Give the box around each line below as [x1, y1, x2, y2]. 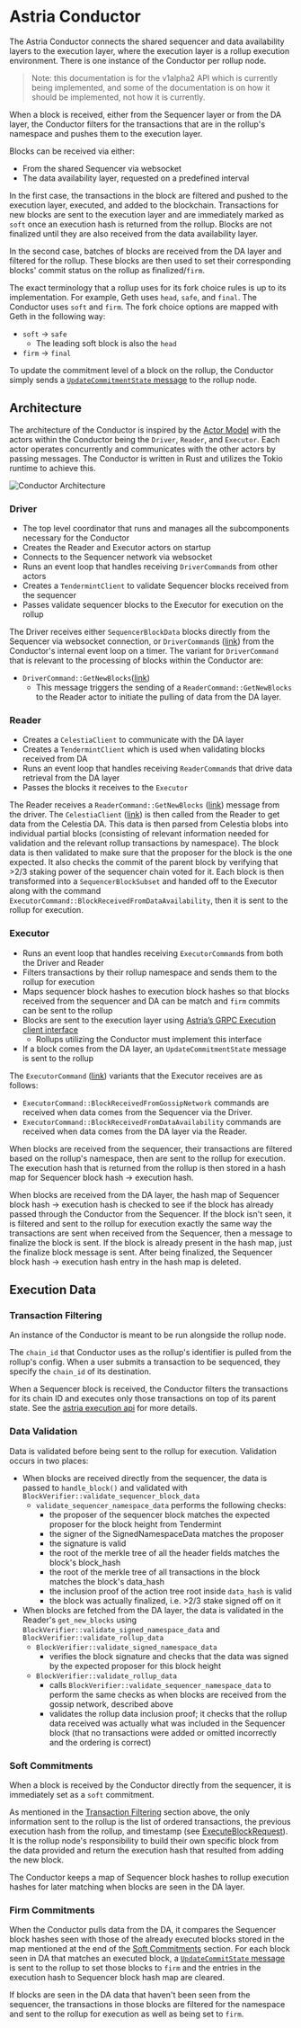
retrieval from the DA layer [22, 773, 120, 783]
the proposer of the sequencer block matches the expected [49, 1509, 270, 1520]
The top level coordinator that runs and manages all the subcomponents [22, 523, 290, 534]
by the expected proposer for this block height [49, 1660, 222, 1671]
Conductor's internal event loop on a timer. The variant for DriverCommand [9, 646, 279, 657]
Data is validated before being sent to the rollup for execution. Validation [9, 1445, 277, 1456]
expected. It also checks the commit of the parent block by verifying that [9, 857, 279, 868]
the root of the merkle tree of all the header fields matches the [49, 1547, 280, 1558]
